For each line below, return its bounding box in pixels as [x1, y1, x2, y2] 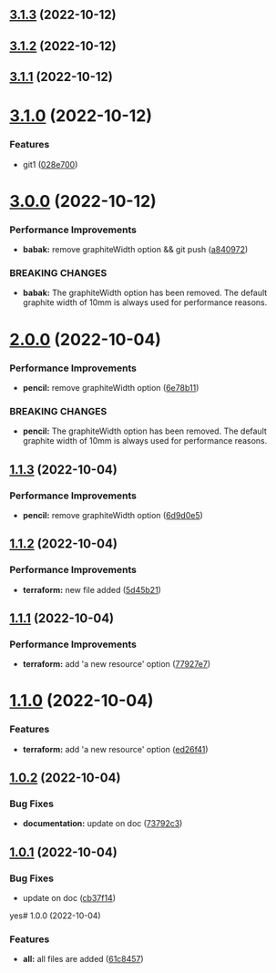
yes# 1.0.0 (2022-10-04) [9, 910, 102, 921]
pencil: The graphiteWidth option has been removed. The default [22, 425, 267, 436]
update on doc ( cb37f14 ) [22, 893, 117, 904]
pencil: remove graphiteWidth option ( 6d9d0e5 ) [22, 509, 203, 520]
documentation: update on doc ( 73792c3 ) [22, 818, 183, 829]
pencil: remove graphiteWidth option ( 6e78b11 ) [22, 382, 199, 393]
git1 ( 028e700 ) [22, 159, 78, 169]
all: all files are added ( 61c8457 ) [22, 954, 144, 965]
